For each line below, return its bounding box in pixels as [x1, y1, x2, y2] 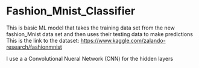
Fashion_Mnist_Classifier [6, 4, 136, 18]
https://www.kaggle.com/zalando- [80, 37, 166, 44]
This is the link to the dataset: [6, 37, 80, 44]
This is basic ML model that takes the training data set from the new [6, 24, 175, 31]
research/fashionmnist [6, 43, 62, 51]
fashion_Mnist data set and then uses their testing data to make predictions [6, 30, 193, 37]
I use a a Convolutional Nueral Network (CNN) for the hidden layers [6, 55, 174, 62]
